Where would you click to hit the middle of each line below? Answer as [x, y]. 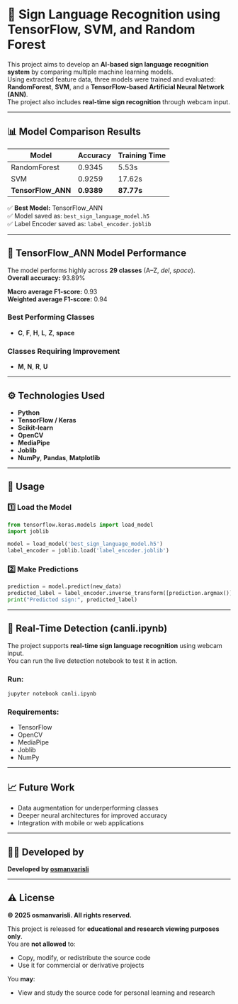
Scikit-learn [35, 428]
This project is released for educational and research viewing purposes [113, 929]
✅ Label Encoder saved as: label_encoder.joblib [79, 223]
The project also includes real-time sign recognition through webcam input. [119, 101]
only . [15, 936]
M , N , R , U [33, 367]
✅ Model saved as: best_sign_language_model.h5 [79, 216]
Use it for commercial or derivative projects [81, 965]
